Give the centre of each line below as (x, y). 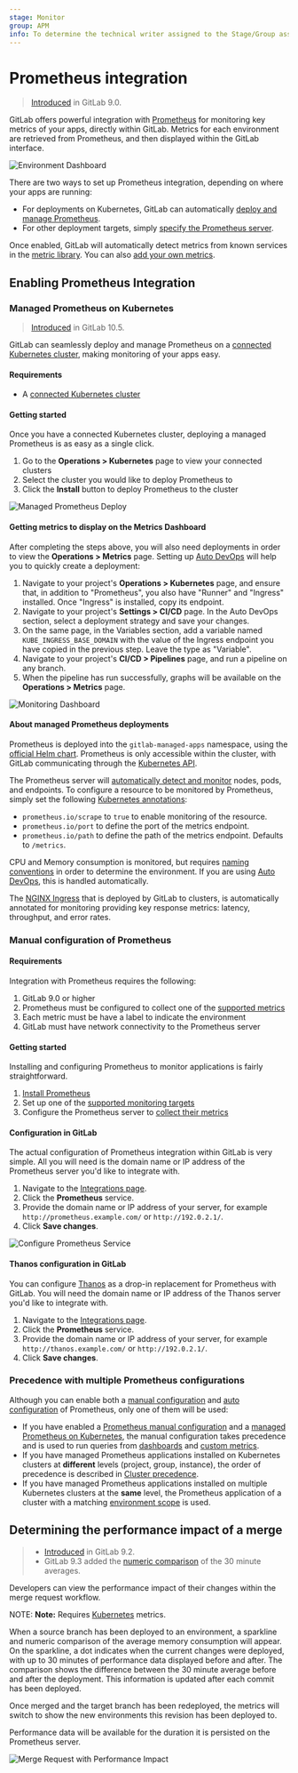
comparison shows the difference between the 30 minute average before (143, 1669)
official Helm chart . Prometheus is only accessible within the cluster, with (143, 753)
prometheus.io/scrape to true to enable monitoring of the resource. (145, 816)
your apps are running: (51, 192)
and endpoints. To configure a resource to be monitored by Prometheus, (141, 790)
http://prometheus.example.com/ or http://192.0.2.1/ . (122, 1217)
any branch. (44, 668)
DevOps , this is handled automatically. (79, 880)
